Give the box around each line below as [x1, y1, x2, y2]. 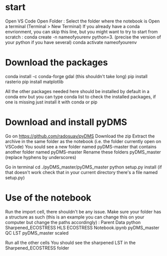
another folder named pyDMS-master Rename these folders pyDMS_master [5, 149, 161, 155]
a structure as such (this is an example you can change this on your [5, 214, 144, 220]
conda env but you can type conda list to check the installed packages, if [5, 93, 156, 99]
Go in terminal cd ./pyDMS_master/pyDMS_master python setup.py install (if [5, 164, 162, 170]
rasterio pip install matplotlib [5, 78, 64, 84]
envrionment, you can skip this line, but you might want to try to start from [5, 28, 158, 34]
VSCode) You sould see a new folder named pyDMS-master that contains [5, 143, 156, 149]
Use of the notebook [5, 192, 91, 203]
